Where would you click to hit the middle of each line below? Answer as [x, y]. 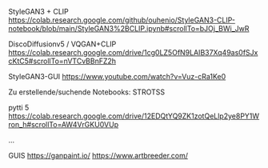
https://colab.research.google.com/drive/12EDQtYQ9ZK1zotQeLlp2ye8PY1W [134, 116]
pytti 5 [19, 108]
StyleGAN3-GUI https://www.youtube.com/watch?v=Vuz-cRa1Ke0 [117, 76]
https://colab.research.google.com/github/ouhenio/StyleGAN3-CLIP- [122, 20]
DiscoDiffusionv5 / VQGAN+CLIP [62, 44]
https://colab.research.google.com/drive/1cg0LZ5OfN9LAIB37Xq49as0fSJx [133, 52]
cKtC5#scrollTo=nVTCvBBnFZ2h [62, 61]
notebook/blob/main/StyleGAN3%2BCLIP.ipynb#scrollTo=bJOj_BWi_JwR [129, 28]
